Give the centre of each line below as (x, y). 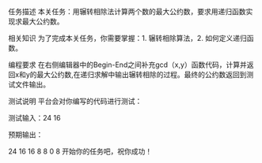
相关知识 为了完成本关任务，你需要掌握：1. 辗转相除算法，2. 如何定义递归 (128, 38)
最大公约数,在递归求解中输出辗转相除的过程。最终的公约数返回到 (142, 74)
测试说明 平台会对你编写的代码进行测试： (75, 101)
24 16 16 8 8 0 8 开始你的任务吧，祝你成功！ (80, 151)
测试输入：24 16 (34, 118)
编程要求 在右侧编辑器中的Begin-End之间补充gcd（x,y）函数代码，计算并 (127, 65)
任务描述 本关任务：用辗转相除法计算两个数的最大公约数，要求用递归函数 (127, 11)
